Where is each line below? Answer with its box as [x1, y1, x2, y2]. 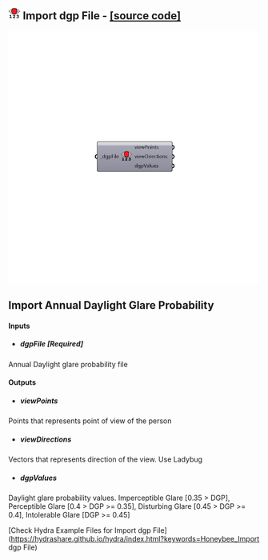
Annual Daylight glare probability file [8, 359, 128, 369]
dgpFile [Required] [19, 339, 84, 349]
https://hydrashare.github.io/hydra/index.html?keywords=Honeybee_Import [10, 534, 260, 544]
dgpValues [19, 473, 58, 482]
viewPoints [19, 396, 58, 406]
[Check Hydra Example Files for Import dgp [8, 526, 151, 535]
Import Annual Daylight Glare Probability [8, 298, 214, 312]
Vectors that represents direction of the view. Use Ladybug [8, 454, 202, 464]
